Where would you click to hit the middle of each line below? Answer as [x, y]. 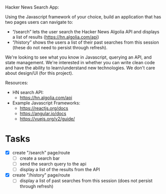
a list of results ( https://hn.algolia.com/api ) [55, 37]
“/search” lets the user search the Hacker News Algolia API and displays [86, 32]
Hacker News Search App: [32, 7]
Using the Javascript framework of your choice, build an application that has [83, 17]
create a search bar [40, 158]
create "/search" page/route [41, 152]
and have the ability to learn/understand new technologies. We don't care [80, 68]
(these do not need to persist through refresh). [60, 48]
